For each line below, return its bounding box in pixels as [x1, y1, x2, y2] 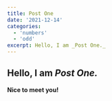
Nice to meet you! [7, 85, 59, 93]
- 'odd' [13, 36, 36, 43]
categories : [7, 23, 41, 30]
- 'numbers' [13, 29, 48, 36]
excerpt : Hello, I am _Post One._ [7, 42, 107, 49]
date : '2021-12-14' [7, 16, 63, 23]
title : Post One [7, 10, 54, 17]
